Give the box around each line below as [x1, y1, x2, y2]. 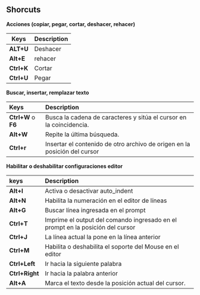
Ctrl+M [9, 246, 30, 255]
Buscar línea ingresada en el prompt [44, 206, 146, 214]
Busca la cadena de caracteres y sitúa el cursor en [45, 113, 187, 121]
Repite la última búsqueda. [45, 130, 120, 139]
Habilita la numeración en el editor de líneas [44, 196, 167, 205]
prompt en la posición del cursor [44, 223, 136, 231]
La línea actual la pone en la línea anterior [44, 233, 161, 241]
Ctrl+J [9, 233, 28, 241]
